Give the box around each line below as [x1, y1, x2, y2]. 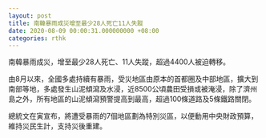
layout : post [8, 11, 52, 20]
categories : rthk [8, 34, 66, 43]
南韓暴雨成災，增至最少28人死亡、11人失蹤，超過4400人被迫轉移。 [8, 57, 231, 67]
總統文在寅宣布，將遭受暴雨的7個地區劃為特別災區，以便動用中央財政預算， [8, 112, 258, 121]
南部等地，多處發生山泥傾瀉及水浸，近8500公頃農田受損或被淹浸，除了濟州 [8, 84, 258, 94]
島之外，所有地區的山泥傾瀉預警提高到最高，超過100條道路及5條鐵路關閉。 [8, 94, 256, 104]
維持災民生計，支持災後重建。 [8, 121, 107, 131]
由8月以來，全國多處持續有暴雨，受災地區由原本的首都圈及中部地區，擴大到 [8, 74, 259, 84]
